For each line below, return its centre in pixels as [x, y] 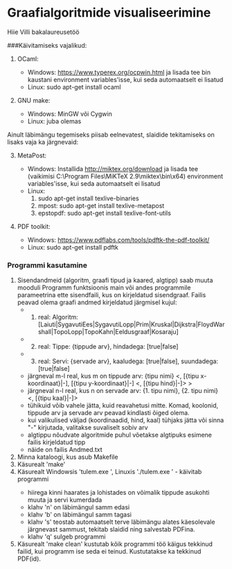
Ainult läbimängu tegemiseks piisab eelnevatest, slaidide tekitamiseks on [111, 134]
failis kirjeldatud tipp [56, 442]
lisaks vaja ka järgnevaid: [43, 142]
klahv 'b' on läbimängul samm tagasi [79, 515]
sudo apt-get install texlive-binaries [89, 198]
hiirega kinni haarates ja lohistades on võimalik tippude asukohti [118, 493]
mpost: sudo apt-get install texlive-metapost [101, 205]
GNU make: [34, 100]
